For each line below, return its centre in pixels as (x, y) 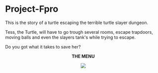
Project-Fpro (32, 9)
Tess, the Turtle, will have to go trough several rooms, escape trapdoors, (79, 32)
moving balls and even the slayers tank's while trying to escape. (71, 37)
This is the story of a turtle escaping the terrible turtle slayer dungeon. (77, 23)
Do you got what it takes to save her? (43, 47)
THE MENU (83, 56)
